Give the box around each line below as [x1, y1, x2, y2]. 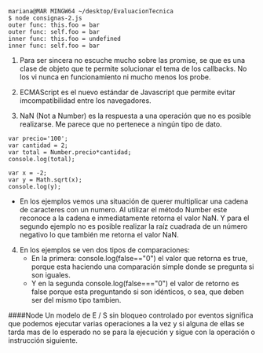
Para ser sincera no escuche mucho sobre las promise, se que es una [19, 56, 246, 64]
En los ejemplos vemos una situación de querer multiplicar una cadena [19, 197, 249, 206]
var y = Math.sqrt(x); [8, 176, 82, 184]
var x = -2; [8, 169, 47, 177]
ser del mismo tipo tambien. [31, 296, 122, 304]
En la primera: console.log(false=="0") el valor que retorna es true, [31, 254, 248, 263]
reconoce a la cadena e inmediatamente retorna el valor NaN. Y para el [19, 213, 250, 222]
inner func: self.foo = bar [8, 42, 100, 50]
